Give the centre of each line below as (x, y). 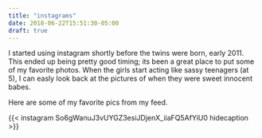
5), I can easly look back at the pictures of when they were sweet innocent (131, 79)
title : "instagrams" (43, 16)
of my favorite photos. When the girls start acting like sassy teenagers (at (129, 70)
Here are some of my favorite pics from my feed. (88, 103)
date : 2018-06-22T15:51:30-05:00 (64, 23)
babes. (20, 87)
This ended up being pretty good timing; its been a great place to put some (131, 61)
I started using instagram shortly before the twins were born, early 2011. (126, 53)
